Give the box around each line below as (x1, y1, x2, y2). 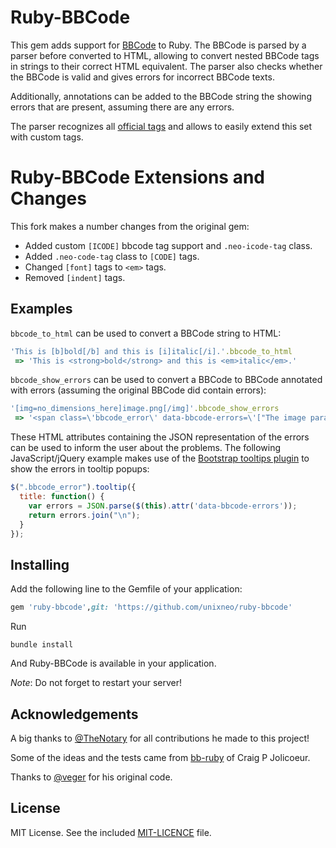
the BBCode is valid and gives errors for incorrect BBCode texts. (10, 71, 275, 83)
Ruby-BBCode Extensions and (10, 166, 265, 189)
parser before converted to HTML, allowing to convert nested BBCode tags (10, 49, 320, 61)
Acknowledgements (10, 706, 139, 723)
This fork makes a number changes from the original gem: (10, 220, 250, 232)
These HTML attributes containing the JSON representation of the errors (10, 431, 310, 443)
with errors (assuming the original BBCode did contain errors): (10, 384, 267, 396)
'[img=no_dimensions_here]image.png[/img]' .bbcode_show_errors (10, 404, 280, 414)
